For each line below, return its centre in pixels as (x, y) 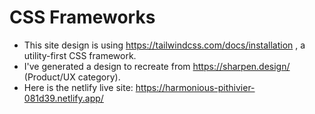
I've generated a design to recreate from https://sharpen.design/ (157, 66)
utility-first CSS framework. (80, 55)
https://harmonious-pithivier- (195, 87)
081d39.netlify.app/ (63, 98)
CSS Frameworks (82, 17)
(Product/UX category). (72, 77)
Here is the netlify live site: (78, 87)
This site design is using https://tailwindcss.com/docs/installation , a (164, 45)
